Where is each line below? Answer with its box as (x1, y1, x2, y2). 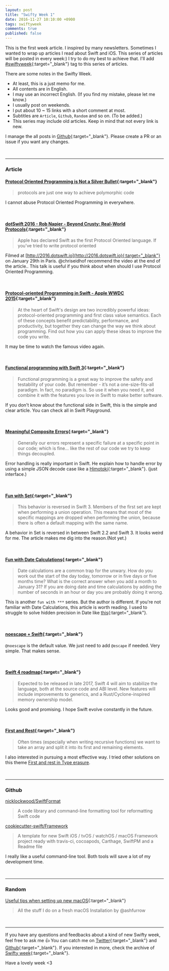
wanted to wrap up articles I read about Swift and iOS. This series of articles (5, 50, 163, 56)
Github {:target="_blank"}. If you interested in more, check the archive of (5, 944, 155, 951)
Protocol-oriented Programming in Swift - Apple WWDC (5, 290, 124, 296)
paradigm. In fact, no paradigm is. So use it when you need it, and (17, 386, 154, 392)
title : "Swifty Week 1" (5, 12, 55, 17)
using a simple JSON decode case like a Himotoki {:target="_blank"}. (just (5, 466, 157, 472)
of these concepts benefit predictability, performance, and (17, 317, 139, 324)
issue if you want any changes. (5, 139, 69, 145)
